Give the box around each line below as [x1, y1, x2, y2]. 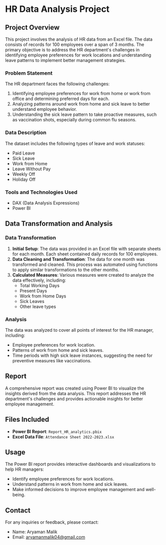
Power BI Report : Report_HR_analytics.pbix [12, 428, 102, 434]
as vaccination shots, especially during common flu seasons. [12, 117, 137, 123]
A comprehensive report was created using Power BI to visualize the [5, 385, 144, 391]
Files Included [5, 415, 49, 424]
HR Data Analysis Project [5, 3, 110, 15]
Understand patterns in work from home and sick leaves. [12, 481, 128, 487]
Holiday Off [12, 176, 36, 182]
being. [12, 492, 26, 498]
